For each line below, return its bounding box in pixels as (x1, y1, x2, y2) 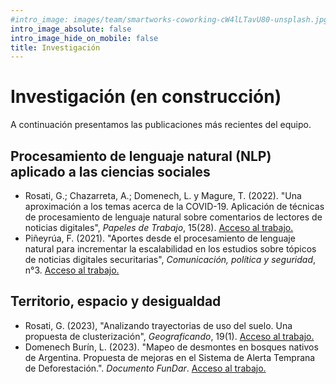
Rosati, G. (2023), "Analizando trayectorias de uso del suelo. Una (24, 319, 293, 331)
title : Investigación (10, 42, 101, 53)
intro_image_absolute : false (10, 24, 132, 34)
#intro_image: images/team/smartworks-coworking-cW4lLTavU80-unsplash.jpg (10, 14, 329, 25)
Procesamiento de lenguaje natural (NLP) (10, 147, 272, 165)
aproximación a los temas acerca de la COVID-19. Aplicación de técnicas (24, 201, 325, 212)
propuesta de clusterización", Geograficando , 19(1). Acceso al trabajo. (24, 330, 315, 342)
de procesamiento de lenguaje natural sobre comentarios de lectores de (24, 211, 323, 223)
